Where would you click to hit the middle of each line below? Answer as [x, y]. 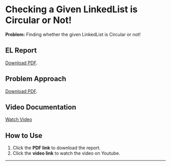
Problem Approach [36, 79]
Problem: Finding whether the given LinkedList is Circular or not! [73, 34]
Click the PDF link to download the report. [56, 148]
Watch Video [19, 120]
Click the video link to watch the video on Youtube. [66, 153]
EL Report [21, 50]
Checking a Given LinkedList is [72, 9]
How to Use [24, 136]
